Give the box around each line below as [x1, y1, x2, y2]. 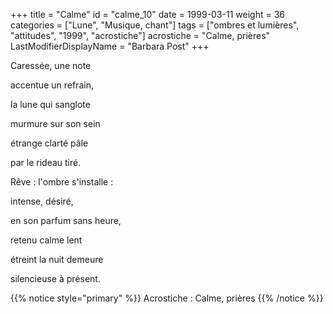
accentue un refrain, [10, 79, 94, 91]
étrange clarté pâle [10, 137, 89, 149]
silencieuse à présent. [10, 273, 101, 284]
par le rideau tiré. [10, 157, 82, 168]
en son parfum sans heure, [10, 215, 122, 226]
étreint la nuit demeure [10, 254, 104, 265]
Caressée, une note [10, 60, 92, 71]
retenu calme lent [10, 234, 83, 246]
